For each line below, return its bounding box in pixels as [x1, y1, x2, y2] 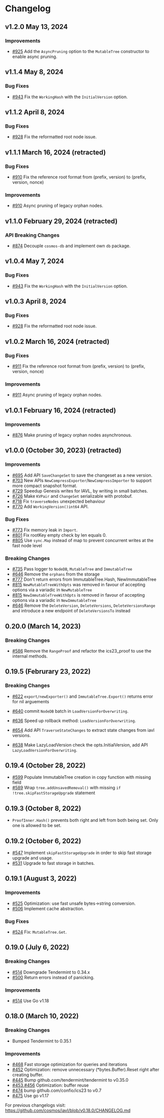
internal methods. [12, 653, 48, 659]
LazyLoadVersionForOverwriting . [12, 747, 77, 753]
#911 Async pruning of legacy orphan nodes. [12, 392, 103, 398]
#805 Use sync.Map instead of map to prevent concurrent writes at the [12, 537, 154, 543]
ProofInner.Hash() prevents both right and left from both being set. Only [12, 817, 158, 823]
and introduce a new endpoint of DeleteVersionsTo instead [12, 608, 131, 614]
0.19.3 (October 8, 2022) [5, 804, 82, 812]
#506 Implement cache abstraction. [12, 905, 85, 912]
